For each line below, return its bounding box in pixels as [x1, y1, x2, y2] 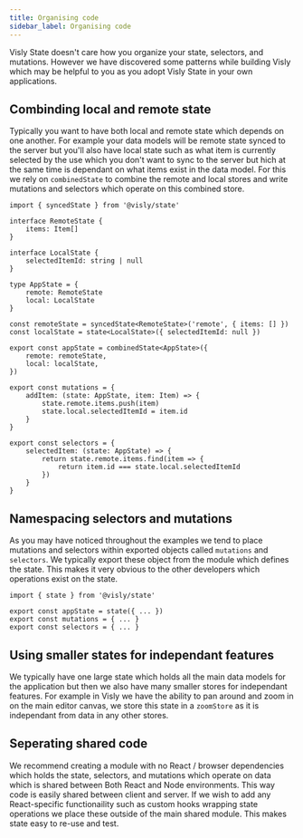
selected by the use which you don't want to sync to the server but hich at [9, 155, 287, 166]
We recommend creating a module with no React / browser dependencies [9, 760, 285, 771]
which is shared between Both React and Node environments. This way [9, 779, 276, 790]
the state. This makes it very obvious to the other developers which [9, 563, 260, 575]
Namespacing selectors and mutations [9, 511, 232, 526]
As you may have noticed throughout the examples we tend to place [9, 535, 263, 546]
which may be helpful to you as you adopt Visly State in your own [9, 65, 253, 77]
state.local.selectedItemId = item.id [42, 407, 188, 417]
